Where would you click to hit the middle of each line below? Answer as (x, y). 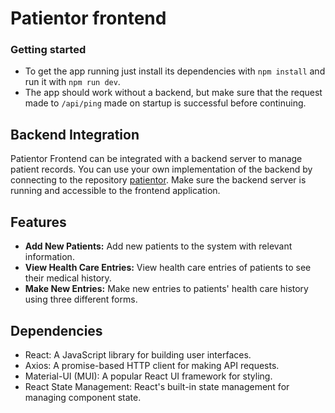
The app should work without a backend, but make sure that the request (173, 93)
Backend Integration (75, 134)
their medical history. (68, 278)
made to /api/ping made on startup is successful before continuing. (165, 103)
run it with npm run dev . (72, 82)
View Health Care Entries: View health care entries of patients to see (168, 268)
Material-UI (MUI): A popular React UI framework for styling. (148, 376)
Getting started (48, 50)
